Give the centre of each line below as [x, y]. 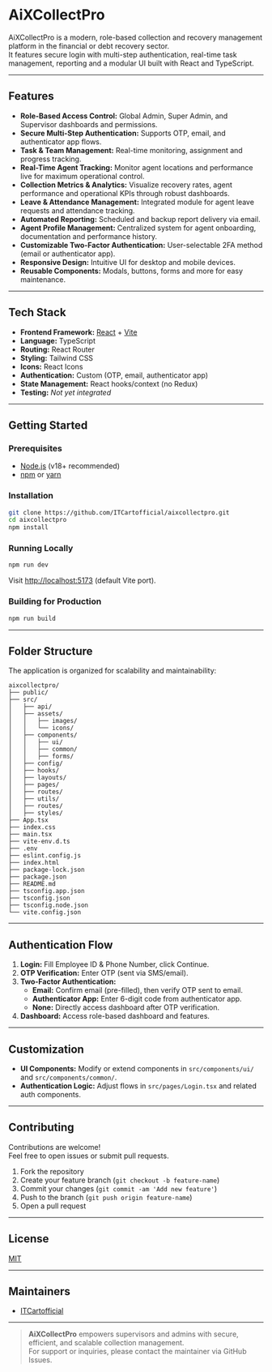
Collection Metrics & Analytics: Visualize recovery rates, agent [126, 185]
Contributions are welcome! [55, 1147]
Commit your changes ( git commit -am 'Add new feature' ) [119, 1188]
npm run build [32, 618]
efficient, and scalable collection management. [106, 1343]
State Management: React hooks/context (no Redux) [109, 383]
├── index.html [34, 863]
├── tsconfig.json [39, 898]
